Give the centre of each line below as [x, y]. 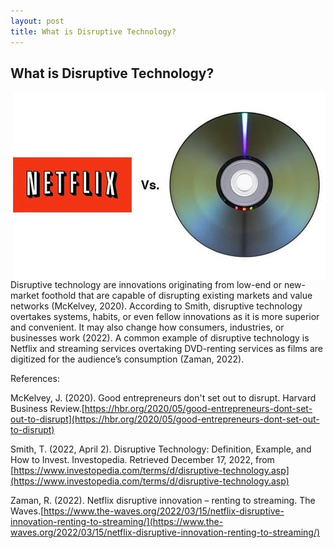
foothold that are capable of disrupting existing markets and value [177, 296]
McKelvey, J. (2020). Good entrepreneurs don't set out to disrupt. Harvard [163, 398]
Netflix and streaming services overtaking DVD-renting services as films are [166, 349]
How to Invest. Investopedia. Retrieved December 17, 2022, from [142, 460]
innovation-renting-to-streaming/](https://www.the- [117, 522]
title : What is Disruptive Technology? [93, 31]
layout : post [37, 21]
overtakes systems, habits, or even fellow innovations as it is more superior [165, 317]
